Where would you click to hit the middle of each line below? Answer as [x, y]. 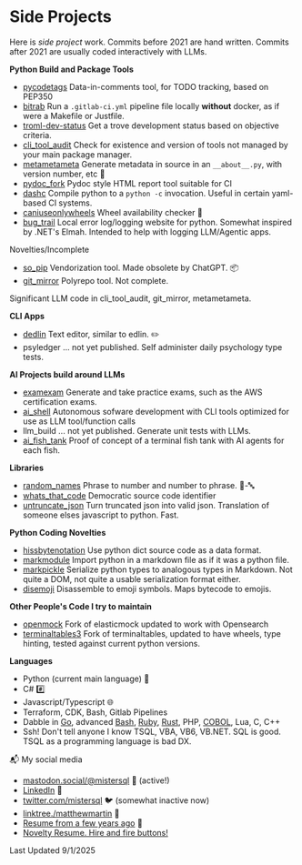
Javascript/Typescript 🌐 [68, 701]
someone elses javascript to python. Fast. [101, 515]
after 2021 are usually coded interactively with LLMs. [108, 51]
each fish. [41, 450]
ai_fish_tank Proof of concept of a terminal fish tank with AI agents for [153, 440]
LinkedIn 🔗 [42, 790]
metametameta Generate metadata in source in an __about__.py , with [152, 164]
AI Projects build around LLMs [67, 374]
